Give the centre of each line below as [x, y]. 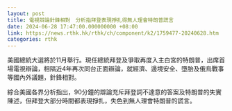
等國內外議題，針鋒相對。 [44, 78]
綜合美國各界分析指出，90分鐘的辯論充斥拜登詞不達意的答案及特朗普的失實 [115, 92]
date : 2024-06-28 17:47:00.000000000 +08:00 [73, 26]
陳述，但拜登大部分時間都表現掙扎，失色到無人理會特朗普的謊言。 [101, 101]
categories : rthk [32, 40]
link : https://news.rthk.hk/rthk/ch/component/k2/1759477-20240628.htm [113, 33]
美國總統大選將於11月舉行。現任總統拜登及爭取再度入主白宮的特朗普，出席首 [116, 60]
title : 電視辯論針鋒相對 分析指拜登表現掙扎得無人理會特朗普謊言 [91, 20]
